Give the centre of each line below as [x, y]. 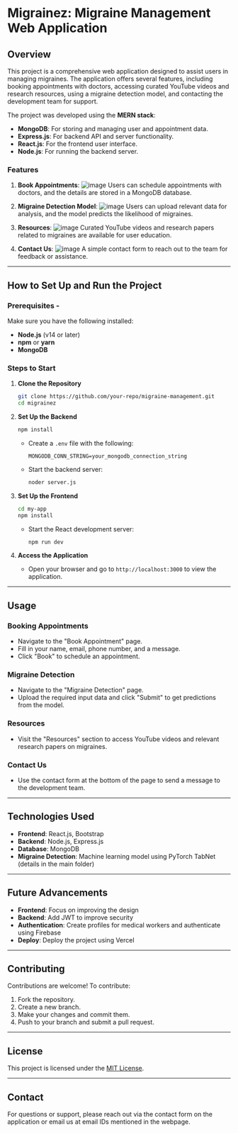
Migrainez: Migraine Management [109, 13]
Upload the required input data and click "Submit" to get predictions [117, 698]
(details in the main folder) [56, 864]
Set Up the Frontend [48, 496]
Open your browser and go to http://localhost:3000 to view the [122, 569]
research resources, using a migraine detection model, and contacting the [115, 94]
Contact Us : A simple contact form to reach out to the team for [123, 249]
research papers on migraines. [62, 746]
